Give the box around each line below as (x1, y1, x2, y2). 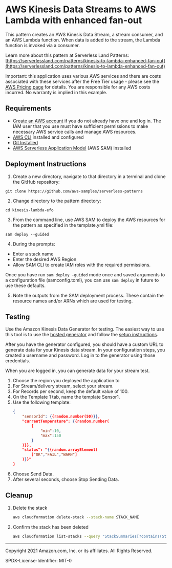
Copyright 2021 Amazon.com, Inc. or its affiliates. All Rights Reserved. (5, 548, 153, 554)
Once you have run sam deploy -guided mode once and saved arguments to (5, 271, 165, 277)
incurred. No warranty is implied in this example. (5, 89, 107, 95)
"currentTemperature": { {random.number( (22, 419, 110, 424)
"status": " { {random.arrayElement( (22, 447, 98, 452)
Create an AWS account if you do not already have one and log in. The (12, 118, 161, 124)
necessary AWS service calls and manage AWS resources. (12, 128, 137, 135)
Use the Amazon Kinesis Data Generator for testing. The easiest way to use (5, 326, 165, 332)
